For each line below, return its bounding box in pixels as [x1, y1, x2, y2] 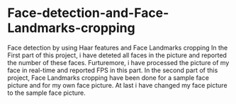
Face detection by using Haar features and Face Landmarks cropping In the [7, 43, 228, 52]
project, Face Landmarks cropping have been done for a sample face [7, 73, 209, 82]
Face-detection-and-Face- [7, 5, 169, 21]
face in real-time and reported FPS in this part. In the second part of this [7, 66, 218, 74]
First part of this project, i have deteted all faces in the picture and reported [7, 51, 227, 59]
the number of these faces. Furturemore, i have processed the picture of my [7, 58, 230, 67]
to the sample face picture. [7, 88, 86, 97]
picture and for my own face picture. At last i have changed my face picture [7, 81, 228, 89]
